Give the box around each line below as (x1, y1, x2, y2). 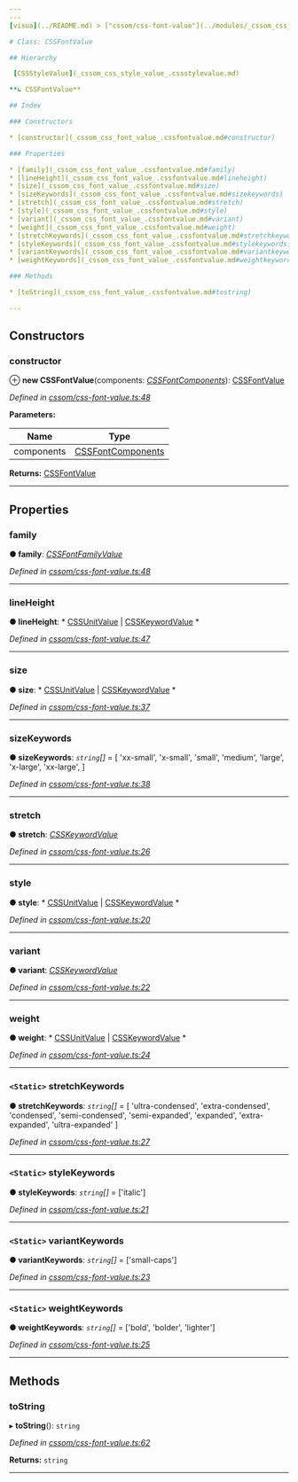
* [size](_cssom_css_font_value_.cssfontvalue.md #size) (9, 182, 220, 191)
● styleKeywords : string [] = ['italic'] (9, 1187, 146, 1197)
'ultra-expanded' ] (51, 1119, 118, 1130)
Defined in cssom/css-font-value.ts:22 (9, 981, 151, 993)
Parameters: (9, 409, 56, 420)
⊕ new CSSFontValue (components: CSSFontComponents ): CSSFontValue (9, 375, 286, 386)
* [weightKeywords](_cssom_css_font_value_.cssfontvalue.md (9, 256, 237, 265)
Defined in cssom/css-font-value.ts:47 (9, 634, 151, 644)
